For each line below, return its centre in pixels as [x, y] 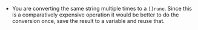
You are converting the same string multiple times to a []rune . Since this [102, 9]
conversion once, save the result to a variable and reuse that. [88, 21]
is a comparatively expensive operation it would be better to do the [95, 15]
